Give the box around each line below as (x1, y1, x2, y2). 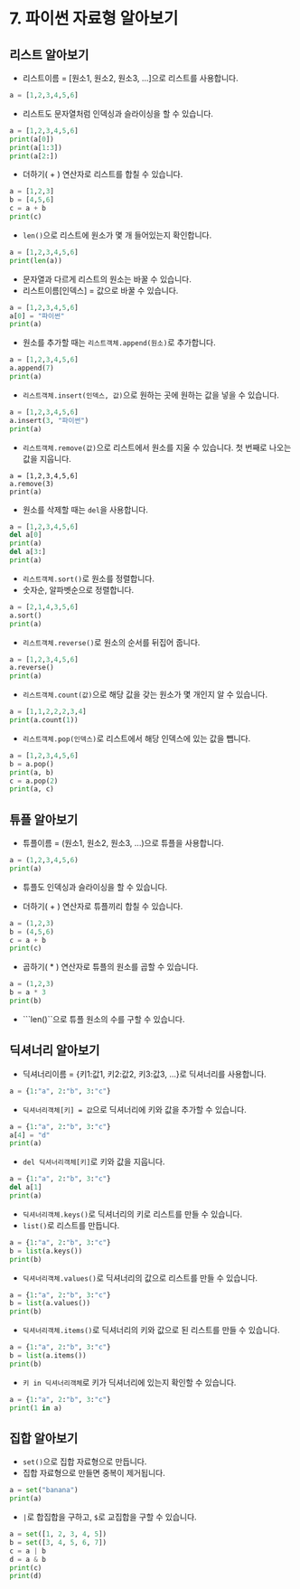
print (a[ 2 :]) (9, 151, 59, 161)
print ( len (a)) (9, 256, 63, 265)
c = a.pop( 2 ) (9, 776, 59, 785)
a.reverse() (9, 663, 54, 672)
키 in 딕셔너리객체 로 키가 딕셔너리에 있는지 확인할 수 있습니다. (22, 1377, 237, 1387)
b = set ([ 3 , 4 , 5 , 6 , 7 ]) (9, 1537, 107, 1547)
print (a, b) (9, 767, 54, 777)
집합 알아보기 (9, 1430, 79, 1446)
